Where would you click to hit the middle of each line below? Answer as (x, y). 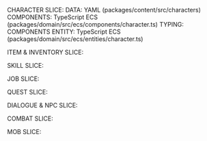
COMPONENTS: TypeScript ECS (52, 17)
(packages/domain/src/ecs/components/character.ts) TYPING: (96, 24)
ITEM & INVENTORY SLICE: (45, 52)
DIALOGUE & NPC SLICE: (42, 105)
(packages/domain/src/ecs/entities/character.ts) (75, 39)
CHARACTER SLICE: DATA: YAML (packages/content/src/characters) (104, 10)
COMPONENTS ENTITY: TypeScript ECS (64, 31)
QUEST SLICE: (27, 92)
